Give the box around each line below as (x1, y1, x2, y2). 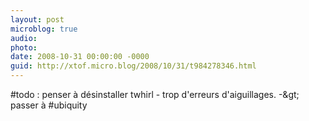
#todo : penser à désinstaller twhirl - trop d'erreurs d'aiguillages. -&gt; (10, 89, 300, 100)
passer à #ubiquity (10, 99, 88, 111)
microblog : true (10, 24, 78, 34)
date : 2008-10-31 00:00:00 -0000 (10, 52, 150, 62)
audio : (10, 33, 38, 43)
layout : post (10, 14, 65, 25)
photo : (10, 42, 38, 53)
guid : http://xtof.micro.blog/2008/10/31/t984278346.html (10, 61, 257, 71)
